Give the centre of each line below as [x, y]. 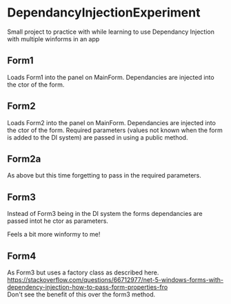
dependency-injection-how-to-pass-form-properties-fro [88, 287]
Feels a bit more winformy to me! [54, 235]
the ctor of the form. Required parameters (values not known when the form [115, 130]
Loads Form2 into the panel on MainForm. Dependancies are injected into [111, 122]
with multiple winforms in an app [53, 39]
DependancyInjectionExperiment [104, 13]
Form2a [24, 159]
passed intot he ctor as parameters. [58, 221]
